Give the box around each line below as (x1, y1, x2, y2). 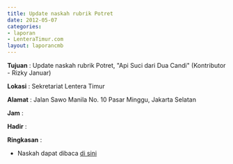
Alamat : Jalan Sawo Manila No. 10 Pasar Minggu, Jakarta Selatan (7, 95, 197, 104)
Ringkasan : (7, 136, 42, 144)
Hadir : (7, 122, 27, 130)
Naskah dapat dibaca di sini (17, 149, 97, 157)
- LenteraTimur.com (7, 36, 64, 43)
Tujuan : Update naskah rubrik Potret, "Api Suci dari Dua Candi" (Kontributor (7, 62, 226, 69)
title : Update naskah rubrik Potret (7, 10, 113, 17)
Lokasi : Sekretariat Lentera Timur (7, 82, 106, 90)
